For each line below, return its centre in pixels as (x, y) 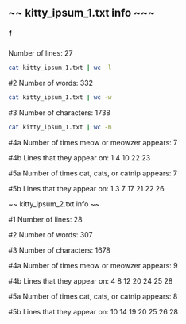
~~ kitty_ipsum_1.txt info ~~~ (82, 13)
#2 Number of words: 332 (51, 83)
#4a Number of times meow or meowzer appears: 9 (93, 265)
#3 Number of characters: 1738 (60, 113)
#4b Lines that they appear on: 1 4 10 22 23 (79, 157)
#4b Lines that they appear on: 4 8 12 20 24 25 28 (91, 280)
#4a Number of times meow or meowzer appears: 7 (93, 142)
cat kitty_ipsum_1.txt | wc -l (60, 68)
